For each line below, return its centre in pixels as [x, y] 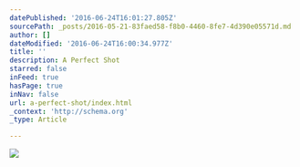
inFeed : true [34, 78]
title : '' [28, 52]
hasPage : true [36, 86]
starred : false [38, 69]
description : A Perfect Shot [65, 60]
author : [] [30, 35]
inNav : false [34, 94]
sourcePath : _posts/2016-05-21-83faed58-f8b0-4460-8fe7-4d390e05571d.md [150, 26]
